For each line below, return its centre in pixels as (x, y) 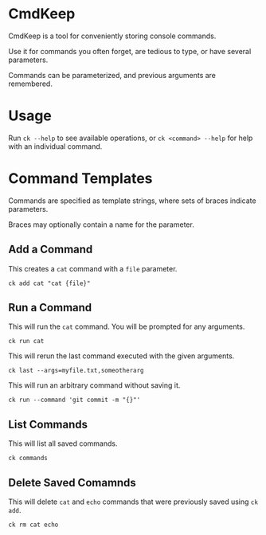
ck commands (28, 459)
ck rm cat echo (33, 525)
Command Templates (80, 179)
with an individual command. (55, 146)
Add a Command (51, 250)
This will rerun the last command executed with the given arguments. (121, 356)
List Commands (48, 424)
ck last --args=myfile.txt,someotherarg (76, 371)
